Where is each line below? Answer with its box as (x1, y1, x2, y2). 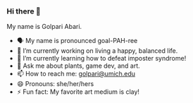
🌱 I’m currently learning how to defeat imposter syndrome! (16, 54, 187, 63)
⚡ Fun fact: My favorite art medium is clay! (16, 87, 140, 96)
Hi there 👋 (6, 6, 42, 16)
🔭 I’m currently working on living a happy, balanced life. (16, 47, 178, 55)
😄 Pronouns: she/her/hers (16, 80, 94, 88)
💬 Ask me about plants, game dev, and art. (16, 61, 140, 70)
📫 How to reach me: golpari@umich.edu (16, 70, 135, 78)
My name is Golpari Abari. (6, 23, 82, 31)
